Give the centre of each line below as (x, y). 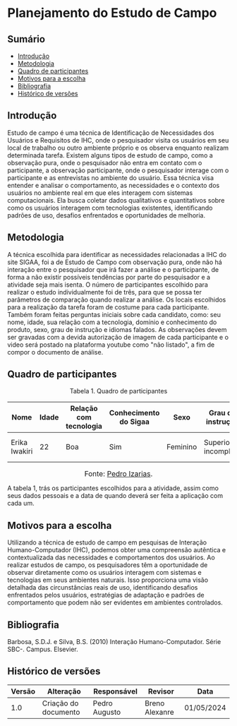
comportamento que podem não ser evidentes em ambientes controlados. (115, 602)
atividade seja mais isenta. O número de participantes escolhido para (108, 285)
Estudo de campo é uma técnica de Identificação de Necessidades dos (111, 133)
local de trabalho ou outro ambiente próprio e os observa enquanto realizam (118, 148)
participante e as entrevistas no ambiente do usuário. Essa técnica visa (110, 177)
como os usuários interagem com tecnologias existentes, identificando (110, 208)
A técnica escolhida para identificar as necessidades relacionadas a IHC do (117, 254)
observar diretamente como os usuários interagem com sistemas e (105, 573)
